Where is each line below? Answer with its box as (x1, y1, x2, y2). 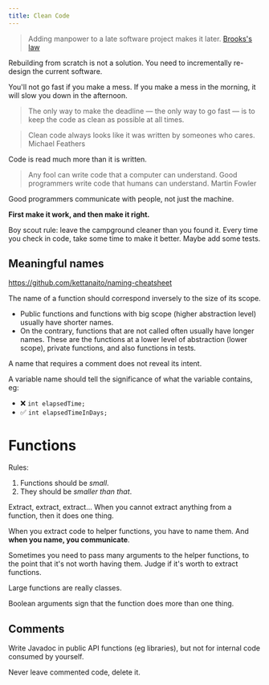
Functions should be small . (19, 479, 110, 488)
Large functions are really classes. (8, 583, 122, 593)
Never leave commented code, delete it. (8, 667, 141, 677)
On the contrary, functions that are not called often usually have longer (19, 326, 255, 336)
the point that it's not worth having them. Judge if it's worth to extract (8, 559, 238, 569)
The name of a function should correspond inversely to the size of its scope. (8, 294, 261, 304)
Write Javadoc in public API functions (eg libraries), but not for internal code (8, 643, 261, 653)
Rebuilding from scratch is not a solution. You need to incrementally (8, 58, 232, 67)
